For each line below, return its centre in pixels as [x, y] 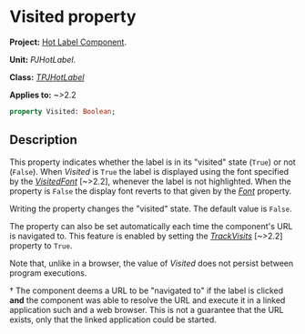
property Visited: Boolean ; [63, 111]
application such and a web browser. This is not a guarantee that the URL [147, 309]
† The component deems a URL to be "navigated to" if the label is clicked [147, 290]
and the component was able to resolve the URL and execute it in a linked [147, 300]
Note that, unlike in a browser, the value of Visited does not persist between [152, 263]
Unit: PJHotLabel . [43, 59]
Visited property [73, 17]
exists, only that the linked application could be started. [113, 319]
